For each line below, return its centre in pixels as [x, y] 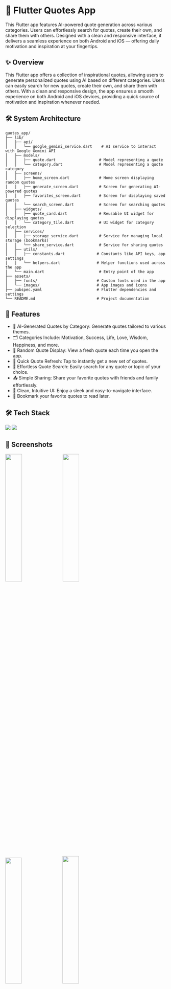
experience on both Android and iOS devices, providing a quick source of [82, 96]
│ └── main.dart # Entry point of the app [80, 272]
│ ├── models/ [22, 155]
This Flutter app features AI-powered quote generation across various [79, 25]
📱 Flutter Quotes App [51, 10]
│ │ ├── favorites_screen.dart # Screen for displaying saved [86, 196]
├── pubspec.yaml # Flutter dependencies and [81, 289]
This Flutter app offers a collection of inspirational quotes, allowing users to [84, 75]
